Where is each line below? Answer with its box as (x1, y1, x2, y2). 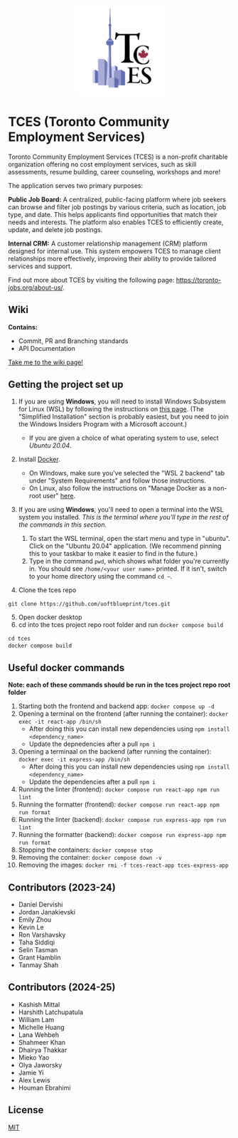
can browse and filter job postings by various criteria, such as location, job (8, 202, 227, 211)
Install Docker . (18, 455, 60, 464)
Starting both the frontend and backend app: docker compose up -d (18, 702, 215, 710)
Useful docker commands (8, 661, 125, 674)
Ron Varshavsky (18, 930, 66, 939)
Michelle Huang (18, 1023, 65, 1031)
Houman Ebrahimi (18, 1083, 71, 1092)
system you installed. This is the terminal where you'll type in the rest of (18, 513, 229, 522)
